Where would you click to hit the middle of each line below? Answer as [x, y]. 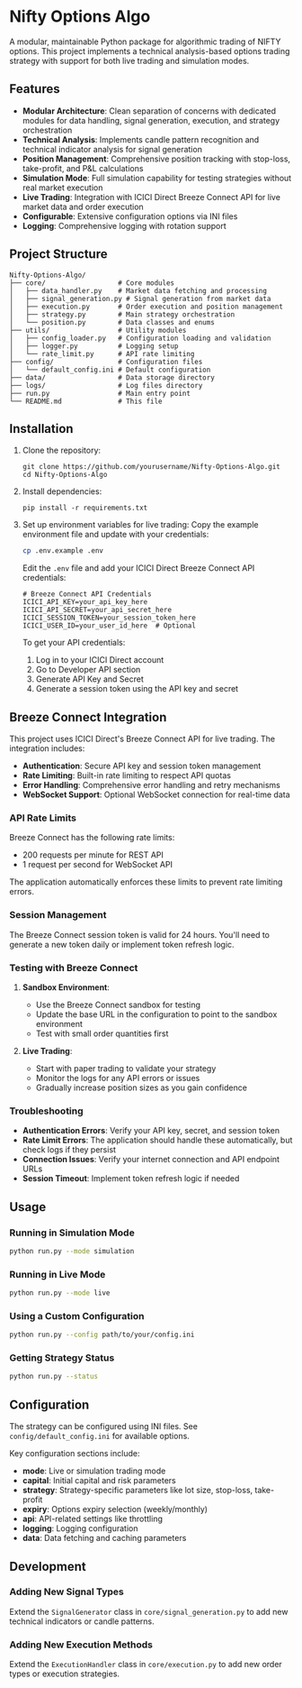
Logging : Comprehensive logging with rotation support [124, 225]
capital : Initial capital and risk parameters [99, 1481]
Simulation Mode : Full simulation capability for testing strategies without [157, 178]
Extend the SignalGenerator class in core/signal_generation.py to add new [149, 1611]
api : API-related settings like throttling [93, 1519]
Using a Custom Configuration [77, 1316]
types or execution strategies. [64, 1674]
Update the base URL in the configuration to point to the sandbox [156, 1014]
